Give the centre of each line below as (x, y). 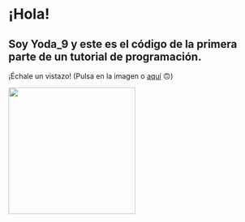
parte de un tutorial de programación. (105, 56)
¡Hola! (29, 14)
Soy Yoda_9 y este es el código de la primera (123, 44)
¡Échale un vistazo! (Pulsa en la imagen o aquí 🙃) (91, 76)
